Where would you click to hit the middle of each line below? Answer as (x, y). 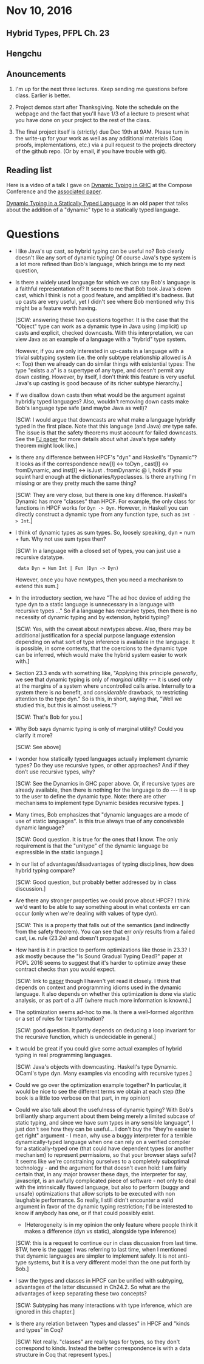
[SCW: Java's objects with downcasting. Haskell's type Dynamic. (96, 1066)
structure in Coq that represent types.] (63, 1354)
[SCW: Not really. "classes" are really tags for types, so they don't (97, 1342)
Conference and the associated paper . (54, 191)
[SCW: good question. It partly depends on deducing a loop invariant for (105, 1030)
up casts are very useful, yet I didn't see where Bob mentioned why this (105, 301)
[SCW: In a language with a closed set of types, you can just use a (98, 550)
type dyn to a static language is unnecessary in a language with (95, 604)
